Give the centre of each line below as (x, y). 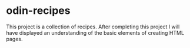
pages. (14, 39)
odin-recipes (38, 11)
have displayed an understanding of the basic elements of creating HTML (95, 32)
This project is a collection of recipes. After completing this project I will (93, 27)
